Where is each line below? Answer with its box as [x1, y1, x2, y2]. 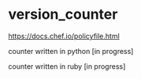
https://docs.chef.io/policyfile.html [8, 31, 120, 41]
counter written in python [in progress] [8, 46, 134, 56]
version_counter [8, 5, 118, 23]
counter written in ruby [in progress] [8, 61, 126, 71]
